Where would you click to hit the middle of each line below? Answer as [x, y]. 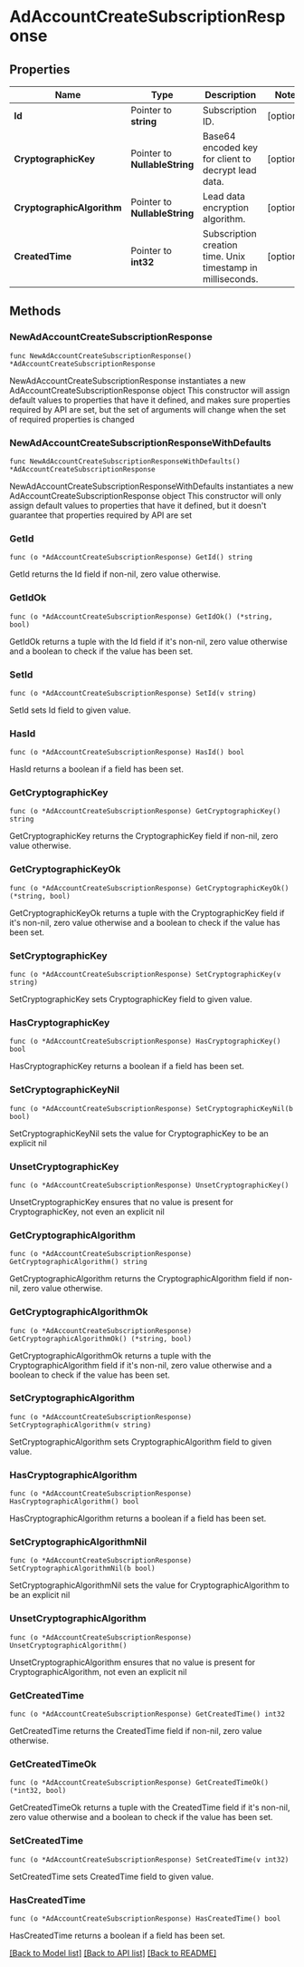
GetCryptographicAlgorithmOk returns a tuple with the [110, 1355]
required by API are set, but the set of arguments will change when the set [148, 409]
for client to [227, 159]
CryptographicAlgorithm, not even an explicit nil [98, 1671]
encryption [225, 208]
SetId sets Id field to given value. [70, 710]
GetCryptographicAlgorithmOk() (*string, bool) [101, 1339]
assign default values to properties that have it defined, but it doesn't [138, 505]
